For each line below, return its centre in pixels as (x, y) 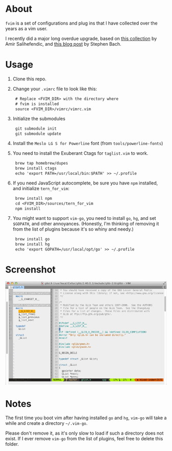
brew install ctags (36, 168)
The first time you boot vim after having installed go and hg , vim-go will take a (86, 418)
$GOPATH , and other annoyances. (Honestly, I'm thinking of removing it (86, 223)
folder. (12, 444)
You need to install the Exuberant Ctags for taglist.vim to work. (80, 153)
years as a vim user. (26, 28)
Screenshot (30, 270)
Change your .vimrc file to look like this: (55, 89)
